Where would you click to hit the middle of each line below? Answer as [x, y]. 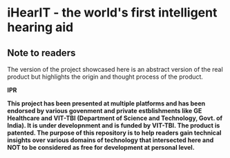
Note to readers [41, 53]
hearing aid [40, 27]
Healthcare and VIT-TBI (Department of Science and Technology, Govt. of [115, 118]
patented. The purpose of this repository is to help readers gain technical [114, 133]
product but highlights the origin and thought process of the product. [105, 77]
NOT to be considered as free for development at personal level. [101, 147]
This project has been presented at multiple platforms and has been [106, 103]
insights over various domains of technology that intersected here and [111, 140]
